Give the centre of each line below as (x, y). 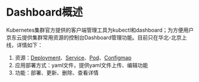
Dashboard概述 (45, 12)
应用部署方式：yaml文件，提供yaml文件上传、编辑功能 (81, 65)
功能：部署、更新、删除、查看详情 (57, 72)
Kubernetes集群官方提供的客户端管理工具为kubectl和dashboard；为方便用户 (100, 30)
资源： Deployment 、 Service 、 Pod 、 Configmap (73, 57)
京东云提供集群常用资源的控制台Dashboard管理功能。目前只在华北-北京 (94, 37)
